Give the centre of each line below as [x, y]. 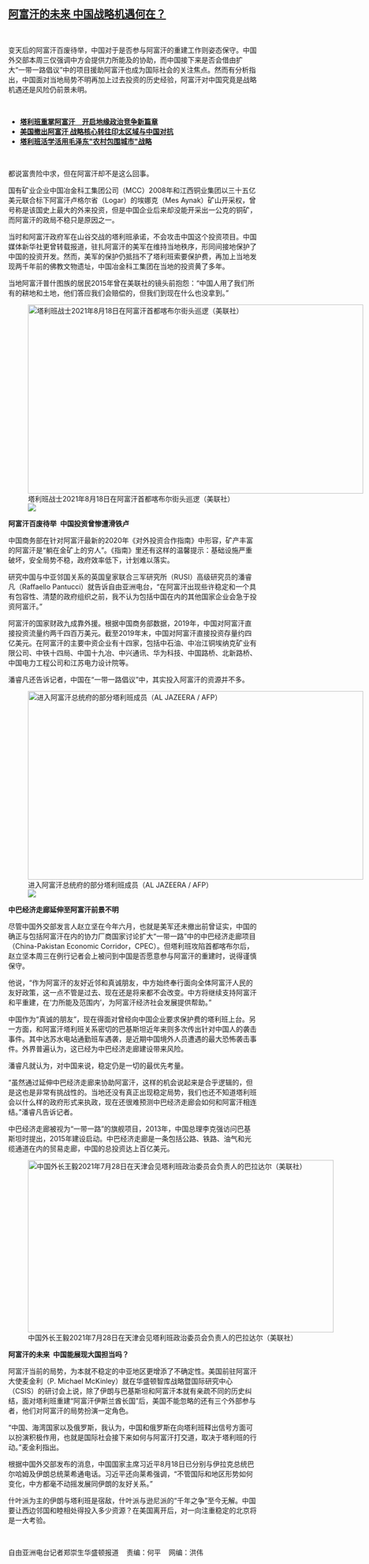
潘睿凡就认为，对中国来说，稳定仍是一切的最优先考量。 [98, 1066]
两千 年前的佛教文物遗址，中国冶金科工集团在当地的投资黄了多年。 [122, 266]
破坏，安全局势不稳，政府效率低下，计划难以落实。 [91, 560]
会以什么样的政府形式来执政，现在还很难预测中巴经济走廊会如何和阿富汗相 [129, 1102]
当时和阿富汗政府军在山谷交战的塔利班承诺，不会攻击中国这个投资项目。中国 [132, 236]
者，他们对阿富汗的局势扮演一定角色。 [70, 1410]
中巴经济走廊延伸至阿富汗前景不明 [63, 909]
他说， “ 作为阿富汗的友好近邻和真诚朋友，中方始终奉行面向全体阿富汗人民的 [131, 983]
